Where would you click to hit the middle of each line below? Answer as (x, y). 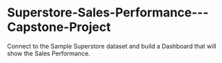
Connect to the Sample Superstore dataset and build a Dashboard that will (112, 46)
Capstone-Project (59, 27)
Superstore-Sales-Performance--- (108, 13)
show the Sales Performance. (49, 53)
